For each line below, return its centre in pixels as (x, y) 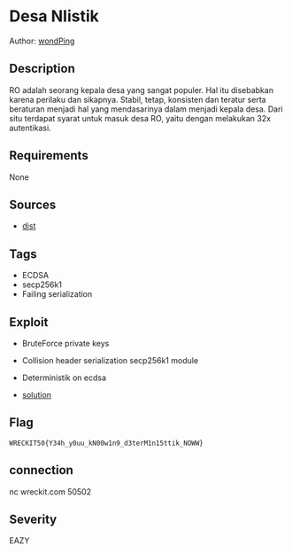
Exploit (29, 322)
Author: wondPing (42, 41)
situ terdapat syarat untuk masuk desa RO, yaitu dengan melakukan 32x (140, 118)
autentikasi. (30, 128)
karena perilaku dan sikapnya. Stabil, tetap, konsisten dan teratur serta (138, 99)
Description (42, 69)
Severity (33, 520)
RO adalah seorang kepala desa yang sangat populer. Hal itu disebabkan (142, 90)
